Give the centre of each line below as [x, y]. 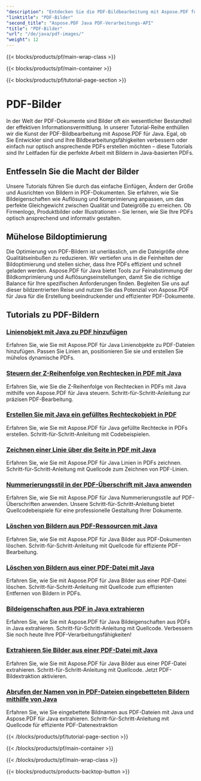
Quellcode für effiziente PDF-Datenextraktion [62, 725]
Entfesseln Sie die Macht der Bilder [73, 172]
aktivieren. [54, 676]
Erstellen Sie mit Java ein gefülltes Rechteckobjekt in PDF [92, 415]
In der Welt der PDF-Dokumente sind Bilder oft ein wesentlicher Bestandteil [99, 121]
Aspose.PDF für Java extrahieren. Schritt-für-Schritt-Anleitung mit [88, 719]
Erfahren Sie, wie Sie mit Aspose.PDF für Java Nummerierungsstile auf [93, 498]
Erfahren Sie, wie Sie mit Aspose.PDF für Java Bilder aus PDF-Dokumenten [99, 539]
